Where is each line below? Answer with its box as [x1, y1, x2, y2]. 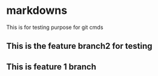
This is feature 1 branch [6, 62, 97, 72]
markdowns [6, 4, 68, 17]
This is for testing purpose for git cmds [6, 24, 104, 31]
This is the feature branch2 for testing [6, 41, 153, 51]
